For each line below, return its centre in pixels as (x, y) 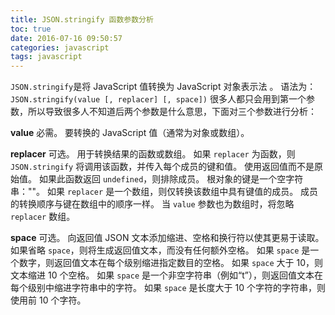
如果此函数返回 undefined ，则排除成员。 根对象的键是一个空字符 (171, 179)
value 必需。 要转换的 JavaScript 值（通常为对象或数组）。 (130, 133)
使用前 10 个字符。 (48, 300)
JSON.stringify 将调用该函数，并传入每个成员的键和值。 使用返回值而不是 (162, 167)
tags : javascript (46, 57)
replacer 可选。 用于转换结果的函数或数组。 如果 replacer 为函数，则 (153, 154)
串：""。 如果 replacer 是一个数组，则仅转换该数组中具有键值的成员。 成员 (164, 192)
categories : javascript (60, 47)
